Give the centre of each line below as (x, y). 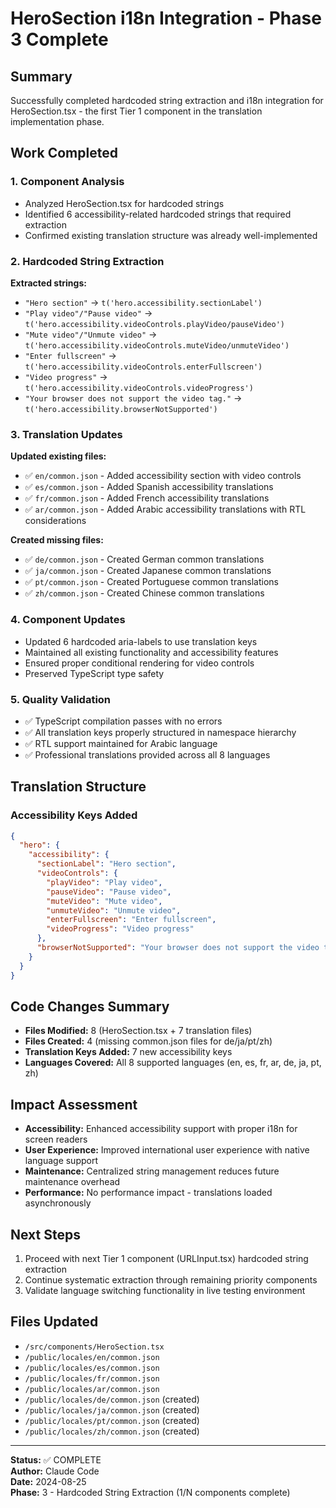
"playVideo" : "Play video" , (104, 882)
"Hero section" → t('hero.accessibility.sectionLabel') (143, 302)
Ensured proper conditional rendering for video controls (139, 663)
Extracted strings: (48, 283)
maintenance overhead (72, 1182)
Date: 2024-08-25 (48, 1481)
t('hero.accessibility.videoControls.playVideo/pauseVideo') (155, 324)
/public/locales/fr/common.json (92, 1378)
